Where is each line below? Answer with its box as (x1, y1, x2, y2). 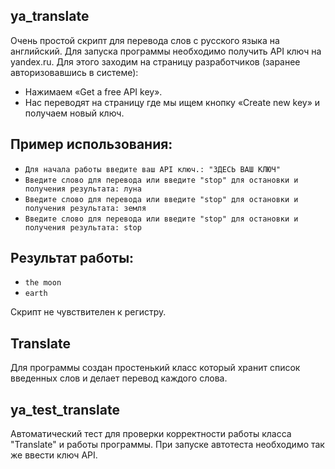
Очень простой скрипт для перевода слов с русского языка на (10, 34, 280, 46)
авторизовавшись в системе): (10, 66, 139, 78)
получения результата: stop (24, 222, 142, 233)
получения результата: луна (24, 184, 142, 194)
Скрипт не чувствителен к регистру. (10, 306, 167, 318)
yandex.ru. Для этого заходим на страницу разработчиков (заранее (10, 55, 301, 68)
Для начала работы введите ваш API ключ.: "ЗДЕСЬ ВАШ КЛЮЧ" (24, 164, 281, 174)
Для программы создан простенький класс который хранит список (10, 362, 301, 374)
